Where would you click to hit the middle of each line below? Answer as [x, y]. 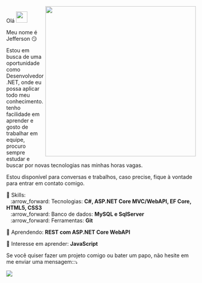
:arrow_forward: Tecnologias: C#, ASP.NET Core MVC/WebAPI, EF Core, [101, 201]
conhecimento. [25, 101]
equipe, [16, 140]
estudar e [18, 159]
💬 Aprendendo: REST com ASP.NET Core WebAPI [68, 232]
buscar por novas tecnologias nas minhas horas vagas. [75, 165]
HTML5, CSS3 [24, 208]
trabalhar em [22, 133]
